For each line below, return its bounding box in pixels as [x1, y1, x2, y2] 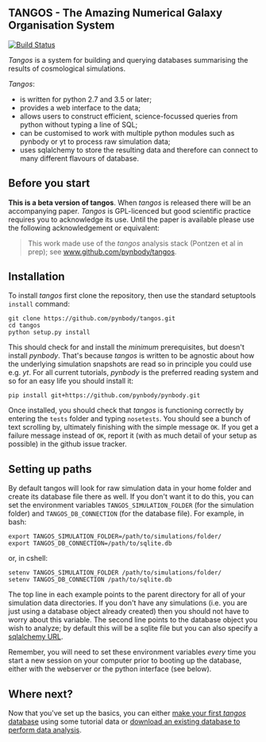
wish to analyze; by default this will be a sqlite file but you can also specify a [8, 624, 258, 633]
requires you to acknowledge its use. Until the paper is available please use [8, 214, 255, 224]
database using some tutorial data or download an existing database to [8, 717, 241, 726]
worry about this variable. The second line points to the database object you [8, 615, 258, 624]
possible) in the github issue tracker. [8, 439, 127, 449]
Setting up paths [8, 462, 92, 476]
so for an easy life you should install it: [8, 377, 133, 386]
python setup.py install [8, 329, 91, 337]
